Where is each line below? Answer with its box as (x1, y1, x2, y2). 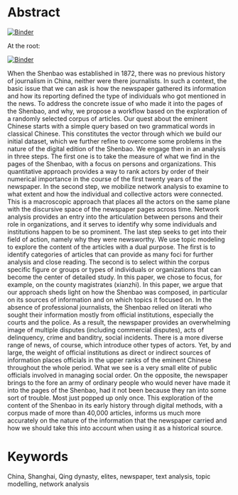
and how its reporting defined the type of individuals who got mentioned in (7, 92, 226, 100)
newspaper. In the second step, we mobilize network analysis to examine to (7, 182, 229, 190)
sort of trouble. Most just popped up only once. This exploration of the (7, 393, 213, 402)
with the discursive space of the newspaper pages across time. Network (7, 205, 220, 213)
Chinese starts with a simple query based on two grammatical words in (7, 121, 215, 130)
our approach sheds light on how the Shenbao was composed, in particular (7, 288, 228, 296)
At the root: (7, 41, 40, 50)
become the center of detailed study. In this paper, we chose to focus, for (7, 273, 222, 281)
